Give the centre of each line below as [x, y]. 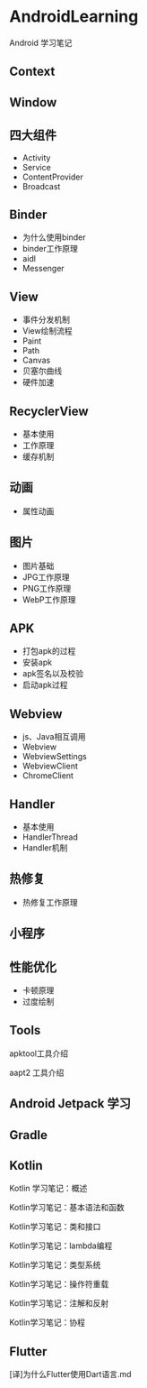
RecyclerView [49, 411]
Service [36, 167]
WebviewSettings [54, 757]
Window [33, 102]
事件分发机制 [46, 320]
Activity [36, 157]
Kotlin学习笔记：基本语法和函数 [67, 1208]
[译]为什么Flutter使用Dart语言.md [70, 1374]
